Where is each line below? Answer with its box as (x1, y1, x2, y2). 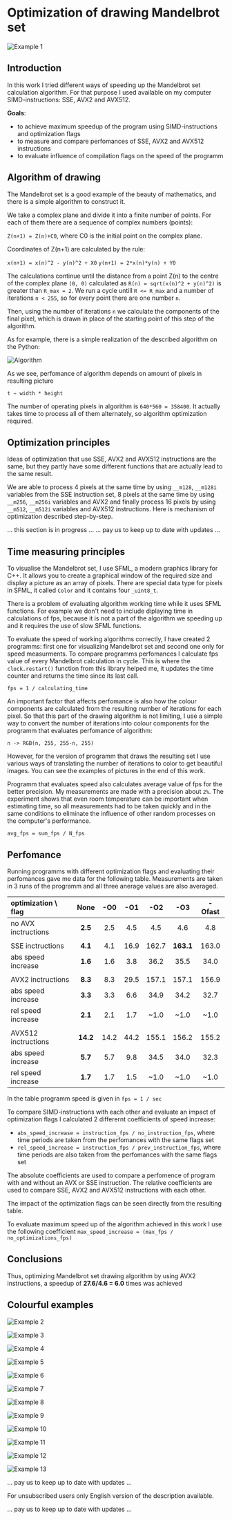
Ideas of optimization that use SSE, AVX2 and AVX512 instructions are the (7, 455, 217, 464)
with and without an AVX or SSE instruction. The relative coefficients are (7, 1179, 213, 1186)
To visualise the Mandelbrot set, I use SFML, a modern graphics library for (7, 564, 218, 573)
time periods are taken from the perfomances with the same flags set (17, 1136, 214, 1144)
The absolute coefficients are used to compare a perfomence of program (7, 1171, 215, 1179)
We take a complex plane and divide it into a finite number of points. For (7, 211, 212, 219)
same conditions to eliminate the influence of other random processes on (7, 810, 216, 818)
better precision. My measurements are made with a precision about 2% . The (7, 788, 224, 796)
